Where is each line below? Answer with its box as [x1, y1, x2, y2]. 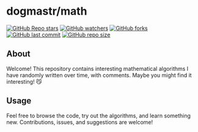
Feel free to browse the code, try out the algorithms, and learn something [6, 112, 191, 119]
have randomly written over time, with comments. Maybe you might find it [6, 71, 192, 79]
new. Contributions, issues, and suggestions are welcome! [6, 118, 153, 126]
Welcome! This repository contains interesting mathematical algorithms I [6, 65, 189, 72]
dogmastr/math [6, 4, 87, 18]
